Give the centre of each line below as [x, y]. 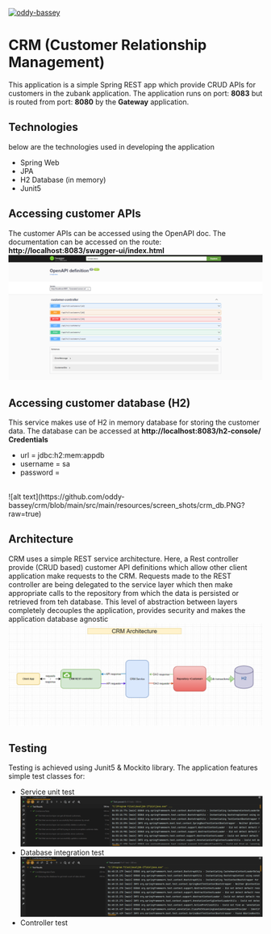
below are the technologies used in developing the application [112, 146]
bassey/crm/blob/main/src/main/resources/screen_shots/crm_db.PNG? [127, 505]
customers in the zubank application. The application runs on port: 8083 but [135, 93]
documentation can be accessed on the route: [85, 242]
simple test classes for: [47, 776]
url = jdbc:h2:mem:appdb [62, 455]
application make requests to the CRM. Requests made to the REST [120, 576]
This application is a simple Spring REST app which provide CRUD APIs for [132, 84]
